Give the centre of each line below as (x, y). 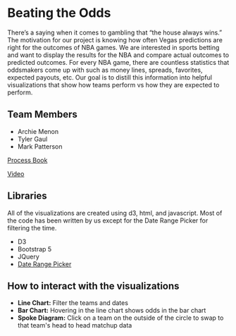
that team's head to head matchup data (75, 325)
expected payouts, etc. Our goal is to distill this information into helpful (110, 77)
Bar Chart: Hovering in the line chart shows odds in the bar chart (112, 311)
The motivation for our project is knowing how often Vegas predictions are (115, 39)
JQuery (29, 256)
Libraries (27, 196)
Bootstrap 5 (35, 249)
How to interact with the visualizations (93, 286)
